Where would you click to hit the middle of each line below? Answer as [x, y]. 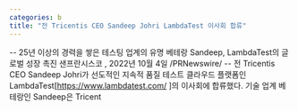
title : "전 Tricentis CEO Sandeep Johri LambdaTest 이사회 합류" [128, 26]
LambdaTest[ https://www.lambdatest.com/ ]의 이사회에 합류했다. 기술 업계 [143, 85]
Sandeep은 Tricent [67, 96]
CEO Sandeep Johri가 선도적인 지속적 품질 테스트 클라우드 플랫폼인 [128, 74]
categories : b [36, 17]
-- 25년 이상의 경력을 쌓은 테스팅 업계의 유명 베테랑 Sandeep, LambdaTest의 [145, 52]
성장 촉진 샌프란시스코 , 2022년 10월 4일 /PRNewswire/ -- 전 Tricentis [150, 63]
